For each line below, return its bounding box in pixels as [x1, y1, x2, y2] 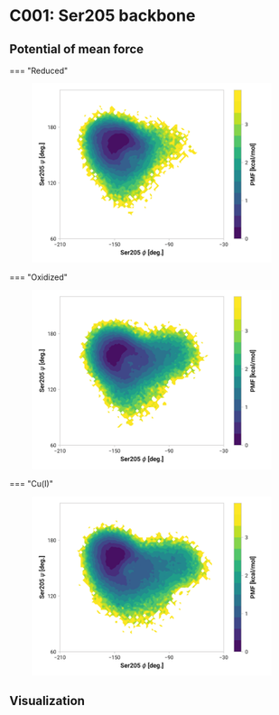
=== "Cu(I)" [9, 478, 54, 488]
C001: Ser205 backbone [9, 5, 196, 26]
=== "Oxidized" [9, 272, 68, 283]
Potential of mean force [9, 42, 144, 57]
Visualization [9, 693, 86, 709]
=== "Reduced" [9, 65, 69, 76]
